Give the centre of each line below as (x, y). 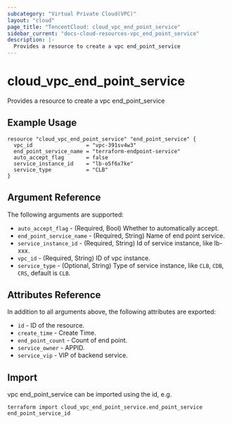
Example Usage (42, 123)
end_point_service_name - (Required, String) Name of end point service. (121, 236)
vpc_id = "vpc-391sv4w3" (75, 145)
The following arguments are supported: (66, 214)
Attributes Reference (54, 295)
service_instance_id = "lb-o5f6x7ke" (73, 163)
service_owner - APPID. (51, 348)
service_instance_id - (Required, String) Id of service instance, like (115, 243)
